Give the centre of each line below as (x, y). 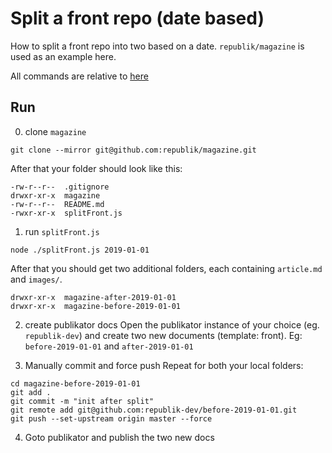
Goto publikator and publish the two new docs (119, 437)
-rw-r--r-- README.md (57, 204)
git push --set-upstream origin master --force (111, 418)
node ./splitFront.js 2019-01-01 (80, 250)
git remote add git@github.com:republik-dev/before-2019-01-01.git (154, 410)
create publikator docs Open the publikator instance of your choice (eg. (172, 324)
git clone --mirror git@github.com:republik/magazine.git (133, 150)
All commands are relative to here (79, 76)
